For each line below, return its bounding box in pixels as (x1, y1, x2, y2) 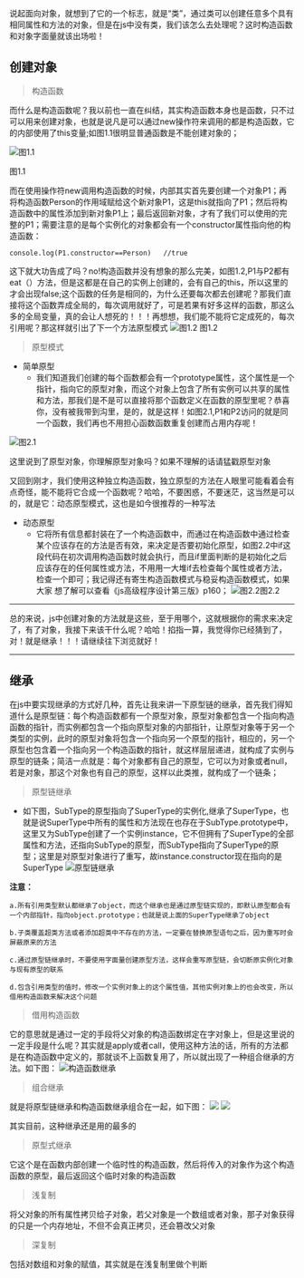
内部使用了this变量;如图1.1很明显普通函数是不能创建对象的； (16, 127, 240, 138)
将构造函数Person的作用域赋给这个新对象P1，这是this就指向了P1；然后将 (9, 196, 280, 207)
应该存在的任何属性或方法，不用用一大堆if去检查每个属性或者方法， (35, 562, 288, 573)
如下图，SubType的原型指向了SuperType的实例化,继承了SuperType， (22, 805, 281, 816)
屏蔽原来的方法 (9, 937, 57, 947)
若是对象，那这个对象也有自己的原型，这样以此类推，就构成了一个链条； (9, 767, 279, 778)
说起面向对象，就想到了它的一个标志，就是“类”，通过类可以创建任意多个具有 (9, 8, 294, 18)
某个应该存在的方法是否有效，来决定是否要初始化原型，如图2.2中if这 (35, 539, 291, 550)
